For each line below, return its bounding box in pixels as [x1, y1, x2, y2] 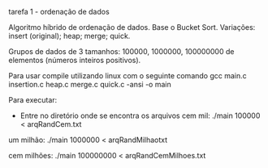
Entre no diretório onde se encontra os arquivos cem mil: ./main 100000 [19, 111, 261, 120]
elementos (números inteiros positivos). [8, 56, 141, 65]
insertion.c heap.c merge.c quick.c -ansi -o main [8, 80, 172, 89]
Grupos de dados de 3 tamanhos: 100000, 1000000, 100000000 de [8, 47, 235, 56]
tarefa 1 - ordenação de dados [8, 7, 110, 16]
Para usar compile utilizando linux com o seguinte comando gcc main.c [8, 71, 248, 80]
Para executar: [8, 95, 58, 104]
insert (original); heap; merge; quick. [8, 31, 131, 40]
